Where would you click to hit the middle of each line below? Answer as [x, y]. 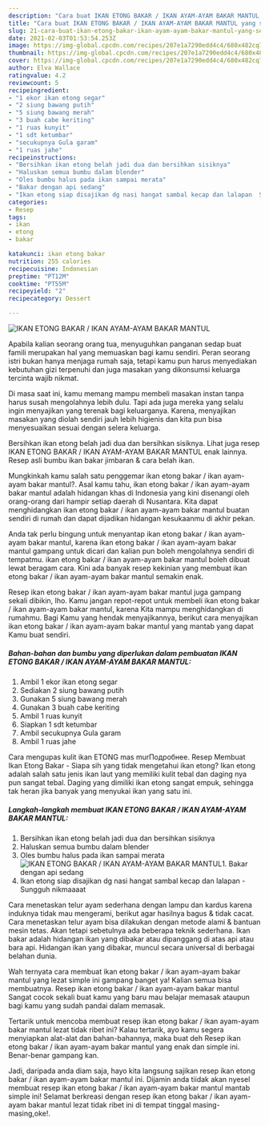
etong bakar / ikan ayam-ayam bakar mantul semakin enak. [106, 577]
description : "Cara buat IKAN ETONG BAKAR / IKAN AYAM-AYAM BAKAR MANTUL [134, 16]
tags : [17, 217]
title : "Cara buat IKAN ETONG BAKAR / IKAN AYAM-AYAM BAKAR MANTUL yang [132, 23]
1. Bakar [235, 864]
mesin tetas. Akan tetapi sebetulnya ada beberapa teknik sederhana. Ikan [129, 930]
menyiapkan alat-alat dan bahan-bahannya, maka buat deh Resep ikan [125, 1038]
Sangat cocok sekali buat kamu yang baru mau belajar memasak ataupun [129, 997]
